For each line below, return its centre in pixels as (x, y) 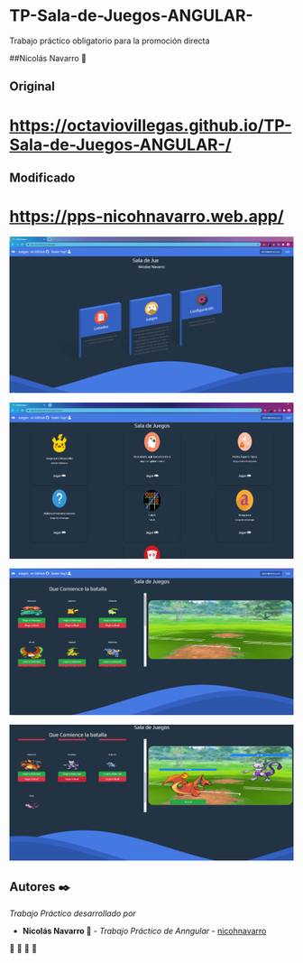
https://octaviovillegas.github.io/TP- (151, 125)
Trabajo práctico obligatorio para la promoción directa (110, 41)
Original (32, 87)
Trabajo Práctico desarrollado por (73, 913)
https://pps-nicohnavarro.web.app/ (147, 217)
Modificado (42, 177)
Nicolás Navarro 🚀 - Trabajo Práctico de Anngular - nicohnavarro (144, 931)
